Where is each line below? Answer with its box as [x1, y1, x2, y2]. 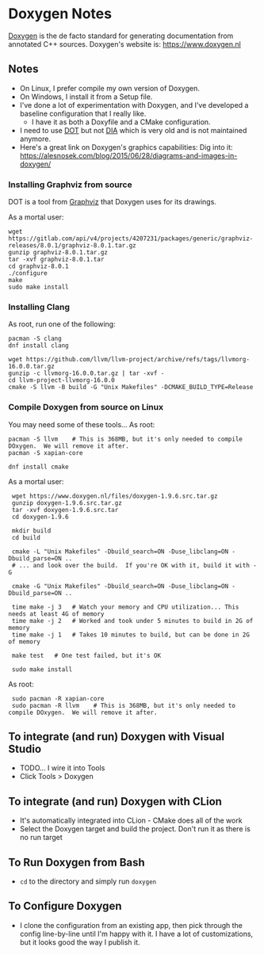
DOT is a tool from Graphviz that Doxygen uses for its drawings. [8, 197, 216, 207]
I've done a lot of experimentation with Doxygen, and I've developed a [19, 100, 249, 109]
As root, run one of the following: [8, 319, 117, 329]
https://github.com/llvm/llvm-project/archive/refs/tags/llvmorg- [25, 356, 250, 364]
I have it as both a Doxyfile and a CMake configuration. [31, 117, 212, 127]
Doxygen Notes [8, 5, 113, 23]
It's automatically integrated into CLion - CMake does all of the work [19, 816, 243, 825]
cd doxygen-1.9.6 [11, 513, 69, 521]
